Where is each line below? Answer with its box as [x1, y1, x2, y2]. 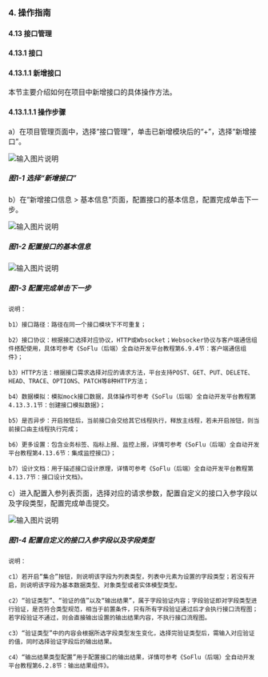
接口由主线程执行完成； [14, 426, 80, 434]
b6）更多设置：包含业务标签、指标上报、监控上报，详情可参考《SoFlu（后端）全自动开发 [8, 441, 260, 449]
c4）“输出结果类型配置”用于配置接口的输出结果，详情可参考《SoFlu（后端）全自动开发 [8, 654, 255, 662]
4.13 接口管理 [8, 28, 52, 38]
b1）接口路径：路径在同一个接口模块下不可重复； [8, 321, 146, 329]
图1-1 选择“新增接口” [8, 174, 78, 183]
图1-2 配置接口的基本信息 [8, 242, 91, 251]
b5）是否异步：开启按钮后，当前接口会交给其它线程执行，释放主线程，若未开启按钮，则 [8, 417, 254, 425]
